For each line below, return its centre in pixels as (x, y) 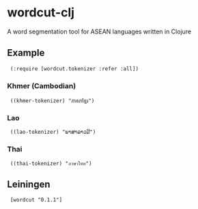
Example (26, 53)
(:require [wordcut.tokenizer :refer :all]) (74, 69)
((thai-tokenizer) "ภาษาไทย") (51, 163)
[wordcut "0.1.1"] (36, 200)
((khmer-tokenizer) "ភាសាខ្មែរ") (52, 101)
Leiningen (29, 185)
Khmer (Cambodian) (42, 85)
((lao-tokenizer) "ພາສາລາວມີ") (53, 132)
